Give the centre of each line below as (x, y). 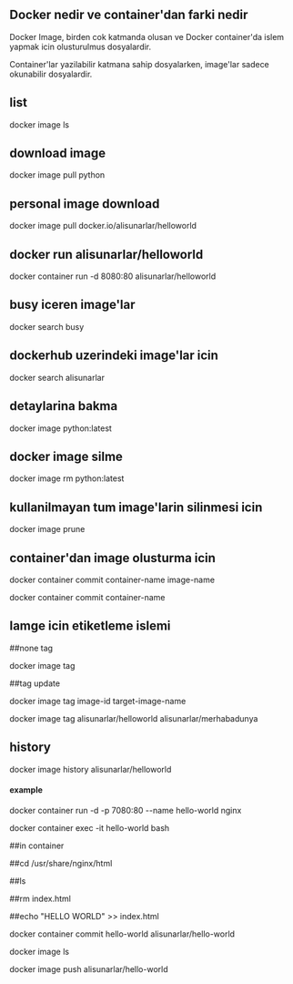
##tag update (35, 683)
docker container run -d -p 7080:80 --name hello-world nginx (126, 810)
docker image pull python (57, 175)
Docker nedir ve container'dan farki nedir (129, 15)
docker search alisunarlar (57, 377)
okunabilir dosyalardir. (51, 74)
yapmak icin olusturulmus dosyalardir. (81, 46)
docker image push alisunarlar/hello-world (89, 969)
